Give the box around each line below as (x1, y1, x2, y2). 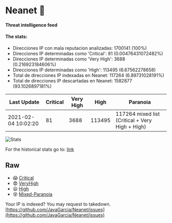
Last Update (9, 98, 40, 106)
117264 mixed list (115, 110, 160, 117)
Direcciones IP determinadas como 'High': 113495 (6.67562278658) (12, 67, 156, 73)
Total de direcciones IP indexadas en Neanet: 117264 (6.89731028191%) (12, 72, 165, 78)
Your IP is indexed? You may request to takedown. (5, 201, 111, 207)
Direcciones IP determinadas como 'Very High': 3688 (12, 56, 125, 62)
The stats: (5, 33, 28, 40)
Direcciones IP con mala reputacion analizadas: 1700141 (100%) (12, 45, 147, 51)
